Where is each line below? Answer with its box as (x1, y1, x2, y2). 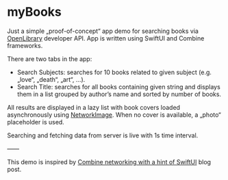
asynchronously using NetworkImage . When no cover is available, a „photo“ (7, 111, 221, 119)
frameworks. (7, 41, 43, 49)
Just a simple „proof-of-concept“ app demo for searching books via (7, 27, 199, 35)
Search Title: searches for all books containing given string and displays (16, 82, 220, 91)
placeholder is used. (7, 117, 65, 126)
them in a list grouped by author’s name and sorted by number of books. (16, 90, 221, 98)
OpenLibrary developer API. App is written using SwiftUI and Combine (7, 34, 205, 42)
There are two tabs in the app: (7, 54, 92, 63)
